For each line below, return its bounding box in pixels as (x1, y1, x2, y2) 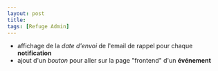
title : (7, 17, 26, 23)
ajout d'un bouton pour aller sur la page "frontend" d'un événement (17, 57, 211, 65)
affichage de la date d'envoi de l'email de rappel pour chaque (17, 42, 193, 50)
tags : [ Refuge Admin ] (7, 23, 70, 30)
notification (17, 49, 52, 57)
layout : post (7, 10, 45, 17)
